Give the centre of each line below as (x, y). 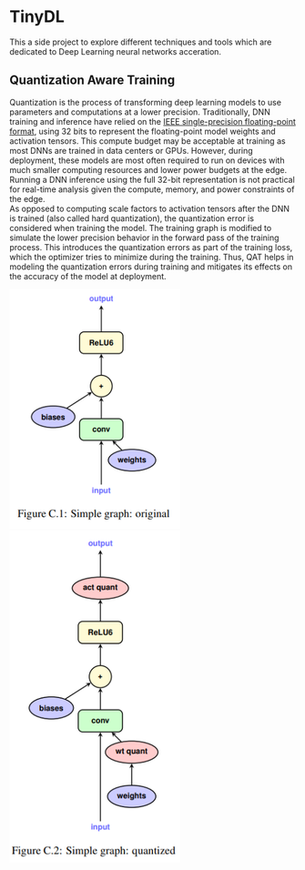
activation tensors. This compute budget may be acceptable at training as (147, 141)
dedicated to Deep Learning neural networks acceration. (115, 51)
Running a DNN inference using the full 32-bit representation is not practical (152, 179)
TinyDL (37, 17)
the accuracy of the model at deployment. (88, 276)
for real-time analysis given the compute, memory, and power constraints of (152, 189)
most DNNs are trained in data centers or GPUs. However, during (131, 150)
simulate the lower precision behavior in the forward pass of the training (144, 238)
